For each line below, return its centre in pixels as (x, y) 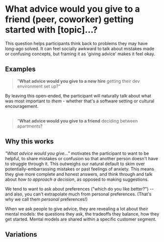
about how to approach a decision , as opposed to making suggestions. (77, 179)
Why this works (29, 141)
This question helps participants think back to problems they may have (76, 43)
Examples (20, 69)
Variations (21, 234)
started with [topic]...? (51, 30)
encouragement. (22, 106)
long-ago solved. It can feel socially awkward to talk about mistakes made (80, 48)
